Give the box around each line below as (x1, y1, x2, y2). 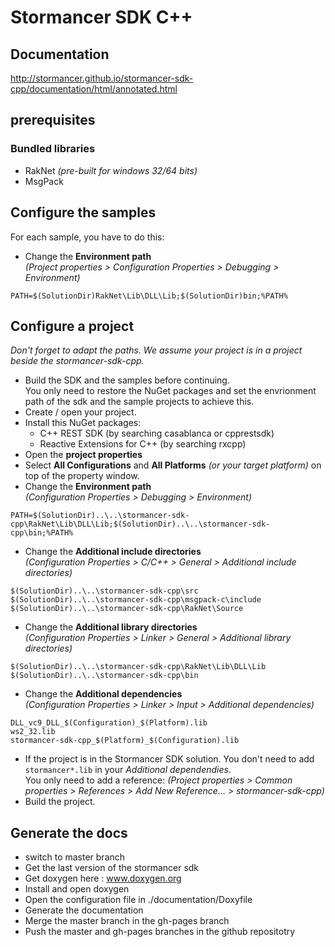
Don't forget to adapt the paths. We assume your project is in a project (10, 344, 303, 356)
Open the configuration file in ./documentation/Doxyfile (24, 894, 253, 906)
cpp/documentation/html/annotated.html (10, 83, 178, 95)
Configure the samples (10, 204, 157, 221)
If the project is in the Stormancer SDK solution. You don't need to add (24, 753, 315, 765)
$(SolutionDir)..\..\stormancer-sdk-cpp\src (10, 586, 199, 596)
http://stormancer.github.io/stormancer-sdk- (10, 72, 194, 84)
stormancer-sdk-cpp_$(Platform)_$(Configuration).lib (10, 736, 240, 746)
